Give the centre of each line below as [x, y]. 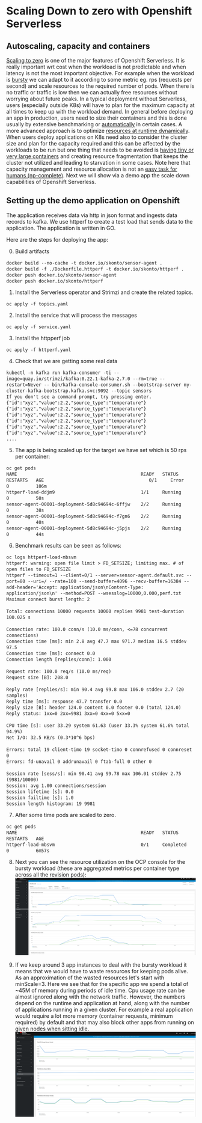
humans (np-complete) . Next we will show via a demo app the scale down [98, 175]
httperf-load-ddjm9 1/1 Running [94, 492]
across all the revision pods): [50, 874]
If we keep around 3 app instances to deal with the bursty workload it [101, 965]
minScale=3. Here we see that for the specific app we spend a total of [102, 984]
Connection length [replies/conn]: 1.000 [59, 659]
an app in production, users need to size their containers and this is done [97, 118]
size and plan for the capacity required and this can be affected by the [93, 143]
